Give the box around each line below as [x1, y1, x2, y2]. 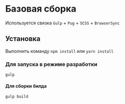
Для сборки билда [5, 83, 47, 89]
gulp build [5, 94, 29, 99]
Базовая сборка [5, 3, 77, 15]
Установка [5, 34, 41, 43]
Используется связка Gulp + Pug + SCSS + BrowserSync [5, 20, 120, 26]
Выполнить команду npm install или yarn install [5, 48, 114, 54]
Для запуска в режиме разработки [5, 60, 98, 67]
